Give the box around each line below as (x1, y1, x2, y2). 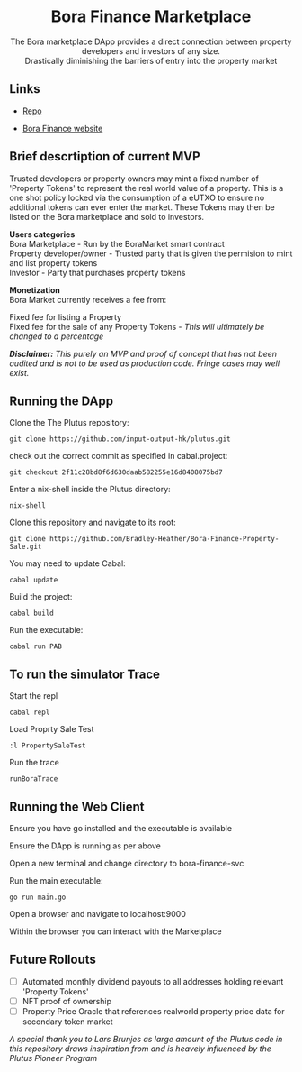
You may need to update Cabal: (9, 558, 126, 569)
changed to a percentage (9, 331, 104, 342)
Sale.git (9, 543, 42, 552)
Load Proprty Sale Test (9, 724, 94, 735)
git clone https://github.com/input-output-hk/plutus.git (9, 435, 231, 444)
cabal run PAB (9, 642, 63, 651)
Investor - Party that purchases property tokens (9, 267, 186, 278)
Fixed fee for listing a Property (9, 311, 122, 322)
